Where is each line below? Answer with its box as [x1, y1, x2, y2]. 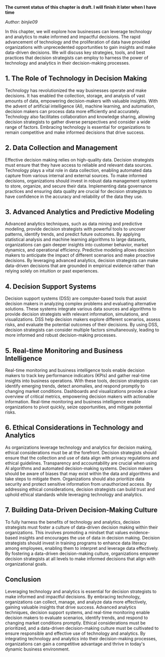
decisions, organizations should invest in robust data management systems [5, 178, 158, 184]
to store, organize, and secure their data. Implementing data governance [5, 183, 152, 189]
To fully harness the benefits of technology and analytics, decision [5, 519, 140, 525]
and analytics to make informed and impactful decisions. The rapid [5, 34, 140, 39]
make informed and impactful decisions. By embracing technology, [5, 593, 141, 599]
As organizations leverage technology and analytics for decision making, [5, 444, 153, 450]
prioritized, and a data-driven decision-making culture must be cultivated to [5, 625, 159, 631]
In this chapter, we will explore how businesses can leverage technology [5, 29, 152, 34]
